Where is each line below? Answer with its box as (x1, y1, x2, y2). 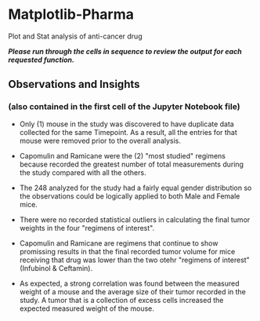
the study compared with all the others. (19, 167, 146, 177)
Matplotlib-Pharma (8, 5, 135, 24)
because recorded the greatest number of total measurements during (19, 159, 244, 169)
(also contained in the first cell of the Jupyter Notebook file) (8, 101, 240, 112)
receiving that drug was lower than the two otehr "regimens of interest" (19, 255, 251, 264)
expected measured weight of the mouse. (19, 304, 155, 313)
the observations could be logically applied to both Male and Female (19, 191, 240, 201)
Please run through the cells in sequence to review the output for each (8, 46, 242, 56)
